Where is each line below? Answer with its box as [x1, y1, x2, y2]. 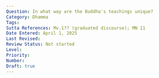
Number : [6, 57, 25, 63]
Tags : [6, 19, 19, 25]
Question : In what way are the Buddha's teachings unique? [6, 8, 154, 15]
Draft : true [6, 63, 35, 69]
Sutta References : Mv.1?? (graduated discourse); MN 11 [6, 25, 146, 31]
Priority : [6, 52, 31, 58]
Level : [6, 47, 22, 53]
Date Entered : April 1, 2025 [6, 30, 77, 36]
